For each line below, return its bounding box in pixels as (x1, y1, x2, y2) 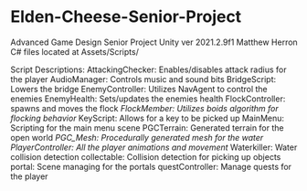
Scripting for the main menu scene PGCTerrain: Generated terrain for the (10, 122, 284, 133)
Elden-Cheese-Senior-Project (10, 6, 242, 27)
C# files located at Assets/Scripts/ (10, 46, 140, 57)
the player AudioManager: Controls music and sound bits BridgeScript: (10, 73, 277, 84)
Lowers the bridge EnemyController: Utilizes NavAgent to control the (10, 83, 268, 94)
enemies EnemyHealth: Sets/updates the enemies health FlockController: (10, 93, 286, 104)
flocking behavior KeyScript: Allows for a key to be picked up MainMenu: (10, 112, 285, 123)
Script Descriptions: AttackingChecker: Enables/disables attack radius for (10, 64, 287, 75)
